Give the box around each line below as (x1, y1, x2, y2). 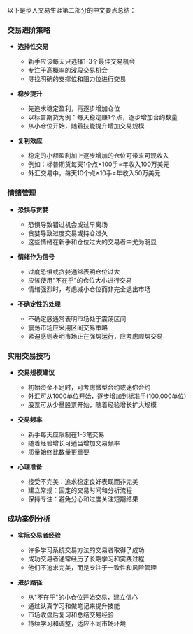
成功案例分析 (7, 514, 51, 524)
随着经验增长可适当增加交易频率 (27, 438, 120, 447)
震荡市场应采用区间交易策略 (27, 323, 108, 332)
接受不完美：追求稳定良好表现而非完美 (27, 477, 138, 485)
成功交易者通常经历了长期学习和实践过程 (27, 554, 145, 563)
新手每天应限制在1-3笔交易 (27, 430, 105, 438)
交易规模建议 (17, 368, 55, 376)
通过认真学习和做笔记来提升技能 (27, 602, 120, 610)
